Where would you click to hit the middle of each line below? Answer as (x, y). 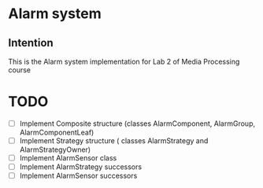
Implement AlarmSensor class (68, 158)
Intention (31, 43)
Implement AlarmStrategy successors (81, 167)
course (20, 70)
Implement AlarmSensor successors (78, 176)
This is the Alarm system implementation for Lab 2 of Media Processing (124, 61)
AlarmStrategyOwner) (55, 149)
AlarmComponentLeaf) (57, 132)
